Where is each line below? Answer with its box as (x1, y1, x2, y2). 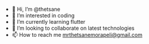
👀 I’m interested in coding (11, 12, 75, 19)
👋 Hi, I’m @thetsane (11, 6, 61, 12)
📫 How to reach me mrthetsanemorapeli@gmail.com (11, 32, 143, 38)
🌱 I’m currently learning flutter (11, 18, 86, 25)
